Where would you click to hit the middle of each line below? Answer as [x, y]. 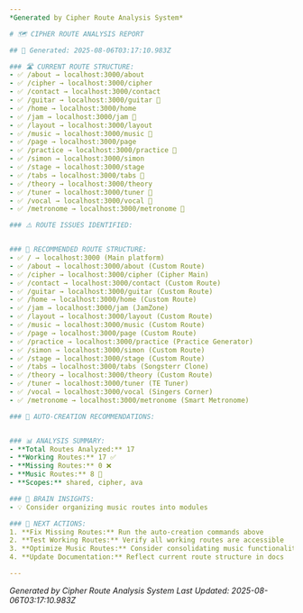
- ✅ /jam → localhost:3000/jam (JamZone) [89, 308]
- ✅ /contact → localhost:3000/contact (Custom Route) [115, 283]
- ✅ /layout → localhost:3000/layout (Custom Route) [111, 316]
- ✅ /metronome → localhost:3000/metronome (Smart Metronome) [129, 400]
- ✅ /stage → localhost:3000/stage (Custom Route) [107, 358]
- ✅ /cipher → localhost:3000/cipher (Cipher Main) [109, 274]
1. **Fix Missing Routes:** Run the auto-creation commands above [137, 532]
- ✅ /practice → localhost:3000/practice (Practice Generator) [132, 342]
